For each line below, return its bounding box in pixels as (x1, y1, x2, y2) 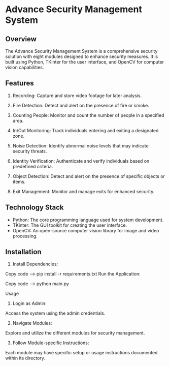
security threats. (12, 148, 47, 154)
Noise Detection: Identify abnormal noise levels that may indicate (12, 142, 149, 148)
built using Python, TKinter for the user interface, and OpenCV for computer (5, 59, 164, 65)
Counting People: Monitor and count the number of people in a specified (12, 112, 164, 118)
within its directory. (5, 355, 46, 361)
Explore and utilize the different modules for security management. (5, 330, 145, 336)
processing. (12, 233, 38, 239)
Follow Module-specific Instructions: (12, 340, 89, 346)
